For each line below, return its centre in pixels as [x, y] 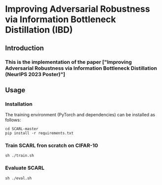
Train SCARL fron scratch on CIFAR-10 [52, 146]
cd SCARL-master [22, 129]
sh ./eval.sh [18, 178]
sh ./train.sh [20, 156]
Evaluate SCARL [25, 168]
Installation [19, 104]
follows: [13, 120]
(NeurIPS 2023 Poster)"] [35, 74]
